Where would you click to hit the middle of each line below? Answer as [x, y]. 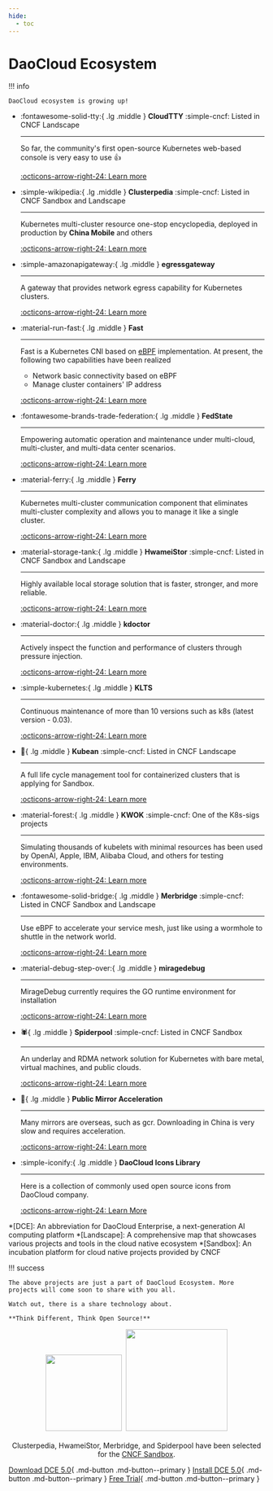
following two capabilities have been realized [95, 360]
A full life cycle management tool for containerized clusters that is [130, 775]
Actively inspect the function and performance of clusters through [131, 647]
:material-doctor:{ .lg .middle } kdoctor [85, 625]
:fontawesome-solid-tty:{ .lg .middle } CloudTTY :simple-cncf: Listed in [140, 116]
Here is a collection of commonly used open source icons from [126, 1186]
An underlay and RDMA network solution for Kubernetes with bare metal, [142, 1059]
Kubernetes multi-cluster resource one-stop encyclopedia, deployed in [139, 224]
